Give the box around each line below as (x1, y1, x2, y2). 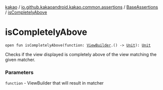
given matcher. (5, 57, 35, 62)
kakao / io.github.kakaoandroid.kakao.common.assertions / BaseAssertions (5, 4, 159, 10)
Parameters (5, 69, 33, 76)
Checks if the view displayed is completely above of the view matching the (5, 51, 157, 57)
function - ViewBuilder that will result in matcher (5, 80, 104, 86)
